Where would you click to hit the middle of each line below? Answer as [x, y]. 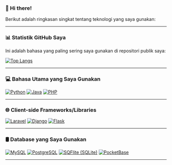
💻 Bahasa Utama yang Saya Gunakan [53, 79]
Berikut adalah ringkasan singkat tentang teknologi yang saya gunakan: [81, 19]
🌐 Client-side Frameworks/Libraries [51, 110]
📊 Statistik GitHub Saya [36, 38]
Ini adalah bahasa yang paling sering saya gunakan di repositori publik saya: [86, 51]
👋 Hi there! [19, 8]
